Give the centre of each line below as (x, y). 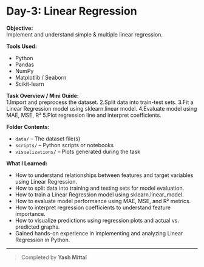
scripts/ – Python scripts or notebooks (64, 145)
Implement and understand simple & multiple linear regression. (84, 34)
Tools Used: (22, 46)
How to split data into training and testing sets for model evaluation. (100, 188)
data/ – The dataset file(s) (48, 139)
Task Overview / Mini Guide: (42, 95)
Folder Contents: (28, 127)
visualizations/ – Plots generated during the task (78, 151)
